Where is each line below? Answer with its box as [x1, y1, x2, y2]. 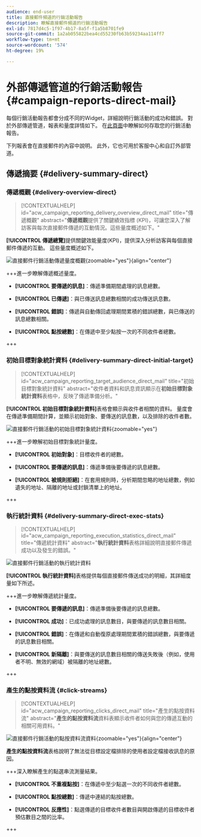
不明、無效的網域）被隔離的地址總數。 [20, 658, 115, 665]
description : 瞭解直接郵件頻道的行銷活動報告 [6, 20, 108, 26]
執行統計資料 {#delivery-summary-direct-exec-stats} [6, 511, 165, 520]
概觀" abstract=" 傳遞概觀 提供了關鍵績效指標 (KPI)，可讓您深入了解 [26, 217, 191, 224]
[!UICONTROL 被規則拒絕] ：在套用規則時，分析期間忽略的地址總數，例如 [14, 476, 195, 483]
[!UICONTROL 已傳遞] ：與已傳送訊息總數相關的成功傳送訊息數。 [14, 295, 174, 302]
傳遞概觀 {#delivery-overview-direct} [6, 188, 117, 196]
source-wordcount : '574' [6, 43, 68, 48]
